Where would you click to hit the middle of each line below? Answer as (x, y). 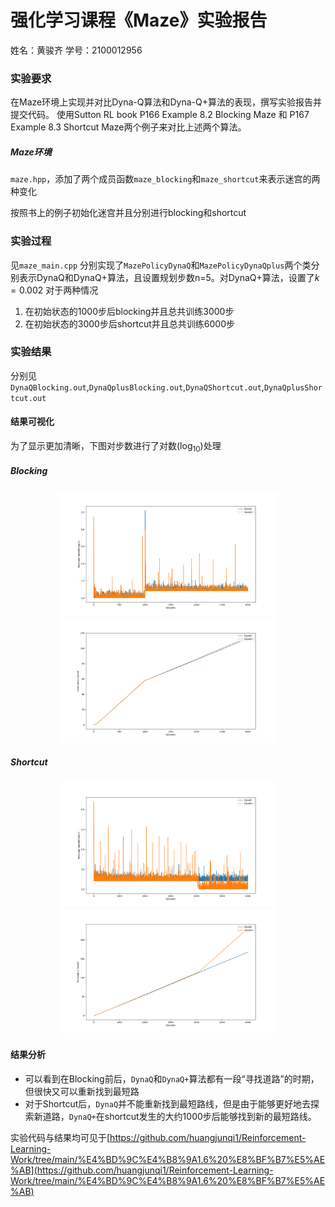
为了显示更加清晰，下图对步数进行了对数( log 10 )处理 (116, 447)
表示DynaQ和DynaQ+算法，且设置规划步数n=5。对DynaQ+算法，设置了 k (169, 277)
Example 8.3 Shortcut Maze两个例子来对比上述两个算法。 (128, 127)
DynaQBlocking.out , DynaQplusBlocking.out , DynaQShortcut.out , (137, 387)
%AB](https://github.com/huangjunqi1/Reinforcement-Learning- (142, 1170)
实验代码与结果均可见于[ (60, 1137)
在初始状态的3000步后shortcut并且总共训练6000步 (129, 323)
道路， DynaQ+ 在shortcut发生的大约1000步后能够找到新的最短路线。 (179, 1116)
